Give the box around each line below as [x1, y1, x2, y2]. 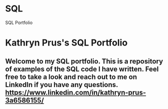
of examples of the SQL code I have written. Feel [5, 64, 159, 73]
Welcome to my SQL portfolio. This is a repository [5, 57, 163, 65]
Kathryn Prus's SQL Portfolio [5, 37, 128, 48]
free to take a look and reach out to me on [5, 72, 137, 81]
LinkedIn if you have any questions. [5, 80, 118, 89]
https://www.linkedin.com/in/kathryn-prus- [5, 88, 146, 96]
